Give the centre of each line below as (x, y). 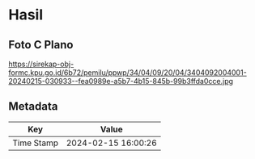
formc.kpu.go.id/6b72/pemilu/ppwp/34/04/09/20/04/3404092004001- (127, 73)
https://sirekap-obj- (41, 64)
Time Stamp (36, 143)
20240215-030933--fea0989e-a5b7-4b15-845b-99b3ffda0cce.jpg (121, 81)
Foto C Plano (41, 45)
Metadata (33, 107)
